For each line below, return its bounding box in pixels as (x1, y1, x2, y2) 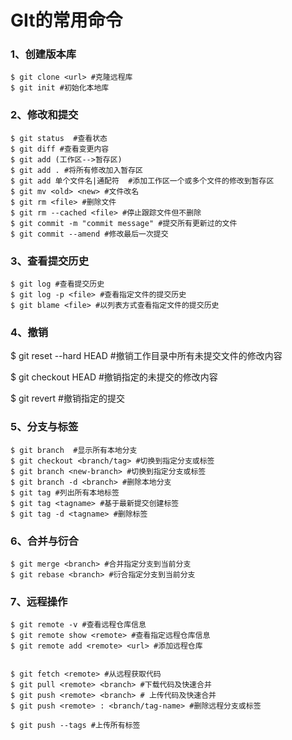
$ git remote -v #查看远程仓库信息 (10, 620, 147, 630)
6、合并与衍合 (10, 534, 79, 548)
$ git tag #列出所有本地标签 (10, 487, 120, 498)
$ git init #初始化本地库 (10, 83, 110, 93)
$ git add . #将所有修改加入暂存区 (10, 165, 143, 175)
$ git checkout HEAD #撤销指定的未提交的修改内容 (10, 371, 218, 383)
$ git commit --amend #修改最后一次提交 (10, 229, 169, 239)
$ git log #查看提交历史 (10, 279, 105, 290)
